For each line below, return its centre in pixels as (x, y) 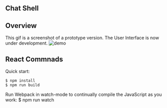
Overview (21, 26)
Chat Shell (22, 8)
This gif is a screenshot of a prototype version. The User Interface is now (82, 38)
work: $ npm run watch (30, 100)
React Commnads (34, 59)
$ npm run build (22, 85)
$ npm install (20, 81)
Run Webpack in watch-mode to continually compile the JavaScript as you (84, 95)
